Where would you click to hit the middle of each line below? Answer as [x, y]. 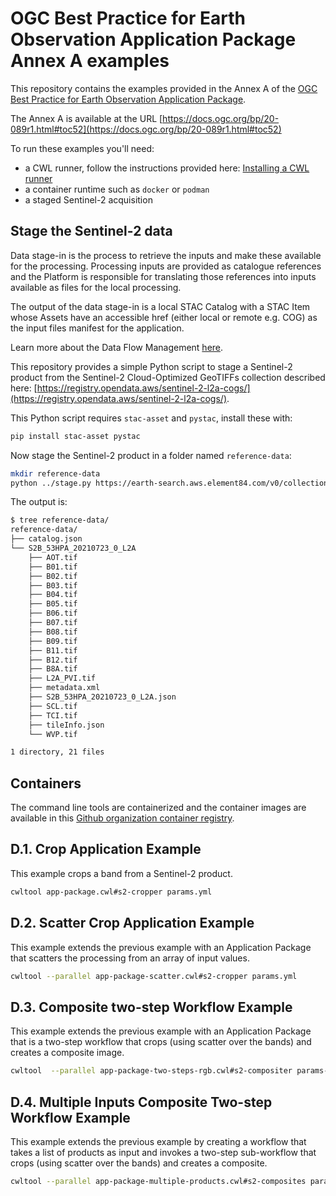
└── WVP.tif [53, 734]
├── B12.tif [53, 660]
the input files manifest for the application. [97, 328]
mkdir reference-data [55, 473]
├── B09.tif [53, 641]
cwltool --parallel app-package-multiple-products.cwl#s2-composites [158, 1181]
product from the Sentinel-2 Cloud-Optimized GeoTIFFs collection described [168, 377]
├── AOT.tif [53, 557]
